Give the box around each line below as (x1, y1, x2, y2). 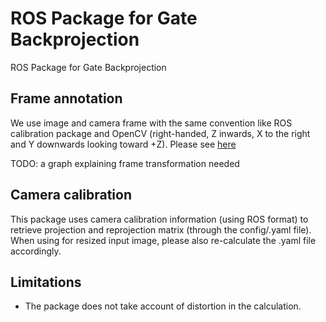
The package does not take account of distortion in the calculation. (24, 300, 302, 312)
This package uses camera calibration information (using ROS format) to (10, 213, 309, 225)
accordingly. (10, 245, 62, 257)
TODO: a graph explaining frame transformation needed (10, 157, 240, 169)
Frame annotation (10, 90, 123, 107)
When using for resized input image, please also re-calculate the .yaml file (10, 234, 317, 246)
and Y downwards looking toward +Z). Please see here (10, 138, 237, 150)
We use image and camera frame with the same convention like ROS (10, 117, 293, 129)
